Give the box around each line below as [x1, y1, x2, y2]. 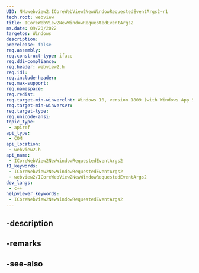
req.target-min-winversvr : [6, 102, 73, 109]
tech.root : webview [6, 14, 54, 20]
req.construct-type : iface [6, 53, 73, 59]
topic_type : [6, 119, 36, 125]
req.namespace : [6, 86, 44, 92]
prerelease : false [6, 42, 52, 48]
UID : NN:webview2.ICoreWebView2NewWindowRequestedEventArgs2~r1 [6, 8, 168, 15]
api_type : [6, 130, 31, 136]
